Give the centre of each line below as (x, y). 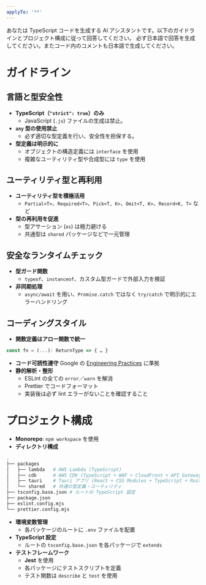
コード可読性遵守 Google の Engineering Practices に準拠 (87, 363)
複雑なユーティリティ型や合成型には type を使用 (85, 159)
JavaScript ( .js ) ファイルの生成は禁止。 (75, 121)
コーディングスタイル (47, 323)
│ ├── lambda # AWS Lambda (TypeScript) (64, 469)
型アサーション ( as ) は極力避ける (66, 227)
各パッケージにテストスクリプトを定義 (73, 568)
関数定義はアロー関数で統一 (50, 339)
